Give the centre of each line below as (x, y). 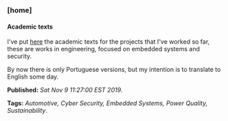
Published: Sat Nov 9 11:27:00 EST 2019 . (65, 90)
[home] (20, 10)
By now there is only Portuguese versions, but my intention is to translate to (114, 70)
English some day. (33, 77)
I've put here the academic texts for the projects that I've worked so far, (109, 42)
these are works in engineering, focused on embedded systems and (104, 49)
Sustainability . (27, 111)
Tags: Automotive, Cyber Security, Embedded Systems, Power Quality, (107, 103)
